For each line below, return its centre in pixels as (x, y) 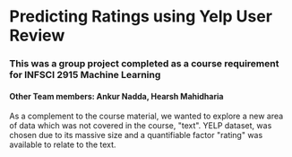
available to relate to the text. (63, 144)
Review (37, 35)
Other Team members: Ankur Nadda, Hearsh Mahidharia (116, 96)
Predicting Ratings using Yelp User (141, 17)
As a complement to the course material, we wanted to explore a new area (146, 116)
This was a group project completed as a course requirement (144, 64)
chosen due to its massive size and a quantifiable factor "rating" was (136, 135)
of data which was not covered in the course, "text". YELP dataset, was (141, 126)
